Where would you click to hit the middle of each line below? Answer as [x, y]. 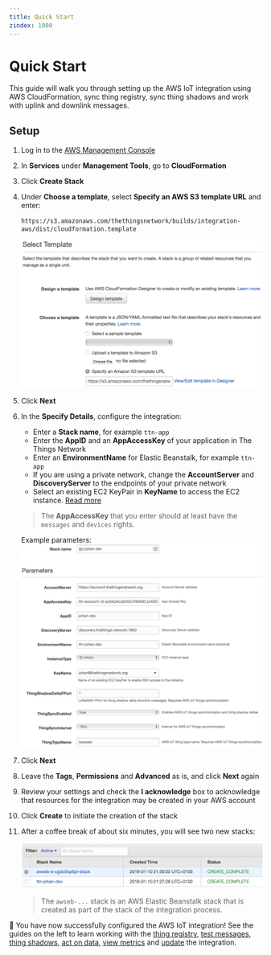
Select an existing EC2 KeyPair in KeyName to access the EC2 [136, 491]
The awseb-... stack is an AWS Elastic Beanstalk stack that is [142, 901]
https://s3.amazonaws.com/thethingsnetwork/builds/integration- [131, 221]
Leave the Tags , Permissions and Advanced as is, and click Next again [140, 776]
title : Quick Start [42, 17]
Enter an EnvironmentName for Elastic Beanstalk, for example [136, 457]
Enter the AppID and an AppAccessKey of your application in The [142, 440]
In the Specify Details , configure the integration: [101, 416]
